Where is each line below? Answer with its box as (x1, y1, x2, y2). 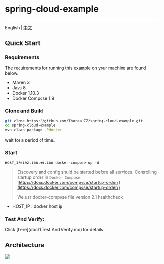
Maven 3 (12, 80, 30, 85)
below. (5, 70, 19, 76)
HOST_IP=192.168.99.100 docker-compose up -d (5, 160, 99, 165)
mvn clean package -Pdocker (5, 127, 62, 132)
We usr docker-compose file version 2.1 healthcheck (17, 194, 123, 200)
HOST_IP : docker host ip (12, 203, 62, 209)
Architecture (5, 241, 45, 249)
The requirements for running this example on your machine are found (5, 65, 146, 71)
